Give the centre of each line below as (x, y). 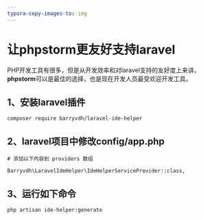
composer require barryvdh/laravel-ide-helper (75, 119)
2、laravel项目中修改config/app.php (86, 141)
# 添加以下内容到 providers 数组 (50, 159)
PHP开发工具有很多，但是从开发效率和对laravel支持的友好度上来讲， (104, 70)
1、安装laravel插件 (46, 102)
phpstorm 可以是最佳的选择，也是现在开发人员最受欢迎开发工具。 (99, 78)
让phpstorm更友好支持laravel (91, 49)
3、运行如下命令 (42, 194)
